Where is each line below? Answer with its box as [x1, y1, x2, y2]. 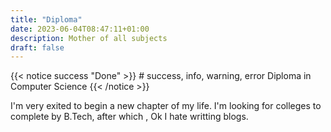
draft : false [10, 42, 65, 53]
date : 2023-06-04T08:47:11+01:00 [10, 24, 150, 34]
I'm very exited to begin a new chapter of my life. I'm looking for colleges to [10, 100, 322, 112]
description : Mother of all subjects [10, 33, 168, 43]
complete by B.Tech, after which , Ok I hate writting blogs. [10, 111, 249, 123]
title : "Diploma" [10, 14, 83, 25]
